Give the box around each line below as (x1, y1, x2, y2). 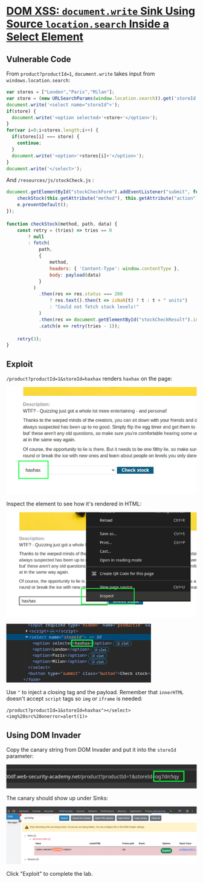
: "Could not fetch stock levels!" (49, 304, 139, 310)
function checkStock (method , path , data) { (6, 221, 118, 227)
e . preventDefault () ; (17, 202, 69, 208)
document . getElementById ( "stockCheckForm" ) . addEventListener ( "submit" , (6, 189, 190, 195)
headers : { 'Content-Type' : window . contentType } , (49, 265, 180, 272)
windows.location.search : (6, 77, 71, 84)
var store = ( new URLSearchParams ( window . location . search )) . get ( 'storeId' (6, 95, 199, 101)
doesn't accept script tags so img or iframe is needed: (6, 695, 143, 703)
